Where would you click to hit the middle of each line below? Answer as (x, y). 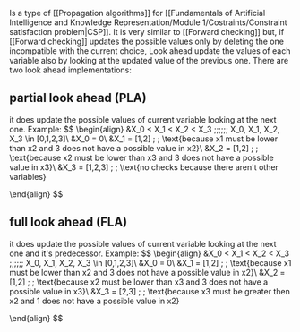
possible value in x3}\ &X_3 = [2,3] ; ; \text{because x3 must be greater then (150, 291)
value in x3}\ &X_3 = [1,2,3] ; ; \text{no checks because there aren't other (144, 167)
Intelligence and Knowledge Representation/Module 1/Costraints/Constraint (149, 22)
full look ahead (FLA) (69, 222)
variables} (28, 176)
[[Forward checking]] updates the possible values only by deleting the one (147, 41)
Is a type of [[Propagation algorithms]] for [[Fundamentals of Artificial (137, 13)
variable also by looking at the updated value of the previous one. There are (149, 60)
